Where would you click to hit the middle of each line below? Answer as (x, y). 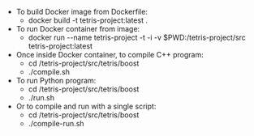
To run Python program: (56, 81)
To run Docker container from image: (78, 29)
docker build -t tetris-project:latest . (88, 20)
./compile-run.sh (56, 123)
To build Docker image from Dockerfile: (82, 12)
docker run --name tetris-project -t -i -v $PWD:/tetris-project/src (137, 37)
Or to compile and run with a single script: (86, 106)
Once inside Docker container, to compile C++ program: (110, 55)
